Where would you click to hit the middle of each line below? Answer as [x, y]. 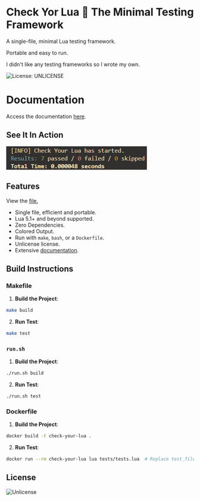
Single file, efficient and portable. [56, 212]
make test [18, 334]
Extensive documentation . [47, 250]
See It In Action [35, 135]
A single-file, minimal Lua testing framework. [61, 41]
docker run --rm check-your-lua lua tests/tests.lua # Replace [87, 459]
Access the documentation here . [46, 116]
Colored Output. [35, 231]
